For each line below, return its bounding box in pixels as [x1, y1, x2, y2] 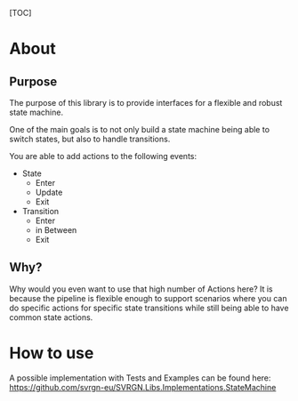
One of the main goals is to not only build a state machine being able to [9, 124, 270, 134]
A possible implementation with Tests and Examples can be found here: [9, 373, 271, 383]
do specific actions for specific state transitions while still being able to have [9, 302, 289, 313]
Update [35, 187, 63, 197]
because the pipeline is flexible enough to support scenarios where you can [9, 293, 287, 303]
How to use [9, 343, 94, 363]
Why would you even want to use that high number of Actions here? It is [9, 284, 273, 294]
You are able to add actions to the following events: [9, 151, 197, 161]
